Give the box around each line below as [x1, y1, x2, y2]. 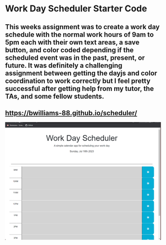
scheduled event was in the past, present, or [5, 53, 145, 62]
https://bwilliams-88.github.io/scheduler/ [5, 109, 137, 117]
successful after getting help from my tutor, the [5, 84, 154, 93]
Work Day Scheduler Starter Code [5, 3, 147, 14]
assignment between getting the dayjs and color [5, 69, 157, 77]
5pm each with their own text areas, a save [5, 38, 140, 46]
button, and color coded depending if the [5, 45, 134, 54]
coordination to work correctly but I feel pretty [5, 77, 151, 85]
